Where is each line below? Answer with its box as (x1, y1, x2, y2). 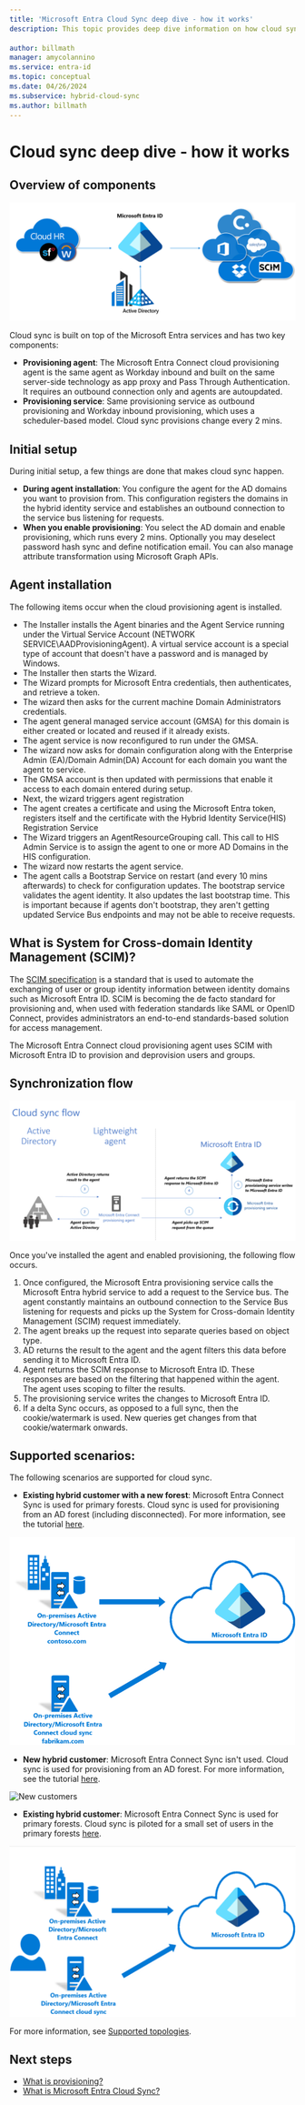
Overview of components (9, 177, 156, 193)
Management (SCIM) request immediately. (22, 1315, 182, 1326)
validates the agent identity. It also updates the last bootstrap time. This (22, 890, 290, 901)
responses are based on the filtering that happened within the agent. (22, 1374, 280, 1385)
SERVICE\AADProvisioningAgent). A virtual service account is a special (22, 638, 289, 650)
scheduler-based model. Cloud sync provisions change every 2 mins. (22, 415, 283, 427)
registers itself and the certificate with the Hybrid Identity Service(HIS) (22, 812, 287, 823)
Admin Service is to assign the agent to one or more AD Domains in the (22, 841, 289, 852)
